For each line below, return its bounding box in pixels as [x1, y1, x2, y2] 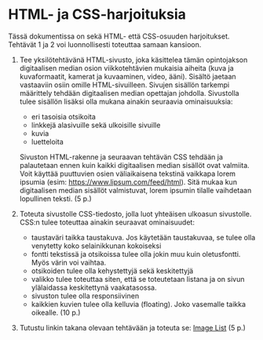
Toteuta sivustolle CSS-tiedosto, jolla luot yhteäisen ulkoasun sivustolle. [19, 209, 252, 218]
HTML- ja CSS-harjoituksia [8, 5, 187, 24]
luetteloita [31, 137, 64, 146]
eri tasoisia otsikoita [31, 112, 97, 121]
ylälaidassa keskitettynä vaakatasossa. [31, 283, 157, 292]
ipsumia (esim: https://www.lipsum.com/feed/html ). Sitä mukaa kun [19, 177, 238, 186]
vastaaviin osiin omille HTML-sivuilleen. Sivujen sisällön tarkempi [19, 80, 230, 90]
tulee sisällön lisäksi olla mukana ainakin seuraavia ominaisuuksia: [19, 97, 233, 106]
